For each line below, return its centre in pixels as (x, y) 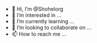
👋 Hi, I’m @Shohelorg (37, 9)
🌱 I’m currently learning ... (43, 21)
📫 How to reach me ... (39, 34)
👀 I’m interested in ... (36, 15)
